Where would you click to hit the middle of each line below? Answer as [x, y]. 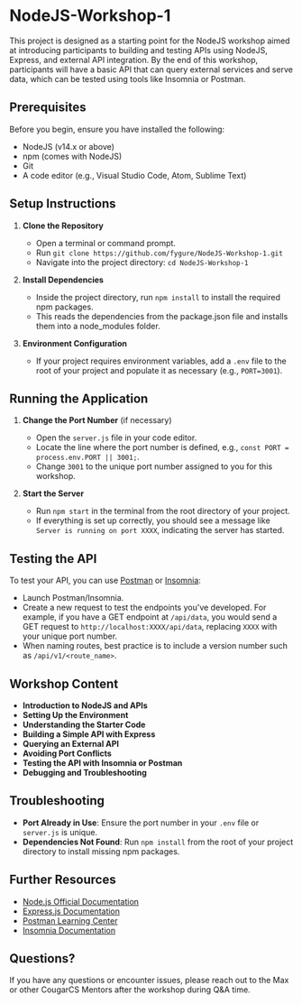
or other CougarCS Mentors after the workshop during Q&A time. [130, 990]
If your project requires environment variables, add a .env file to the [161, 361]
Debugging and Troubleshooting [84, 773]
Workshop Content [64, 683]
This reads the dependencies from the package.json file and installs [162, 316]
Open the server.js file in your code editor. [116, 438]
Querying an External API [71, 744]
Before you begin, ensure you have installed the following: [117, 129]
